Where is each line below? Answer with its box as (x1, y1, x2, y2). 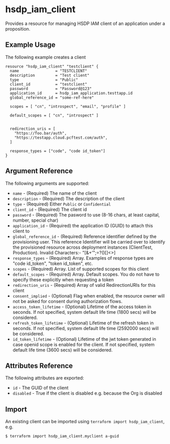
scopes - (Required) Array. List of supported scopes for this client (12, 265, 149, 272)
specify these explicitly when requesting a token (12, 276, 114, 283)
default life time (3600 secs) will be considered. (12, 347, 113, 353)
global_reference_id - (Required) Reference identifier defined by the (12, 233, 157, 240)
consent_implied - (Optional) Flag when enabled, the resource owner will (12, 292, 165, 299)
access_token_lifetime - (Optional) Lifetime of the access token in (12, 304, 151, 310)
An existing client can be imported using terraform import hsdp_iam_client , (5, 419, 165, 425)
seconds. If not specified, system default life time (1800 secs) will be (12, 309, 156, 315)
